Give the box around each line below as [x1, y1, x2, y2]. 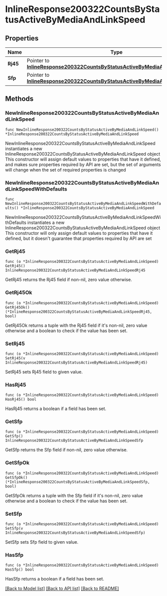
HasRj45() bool [5, 397, 37, 402]
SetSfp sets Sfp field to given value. [5, 539, 79, 545]
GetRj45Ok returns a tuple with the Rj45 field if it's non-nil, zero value [5, 322, 148, 328]
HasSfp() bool [5, 567, 35, 572]
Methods [5, 95, 34, 103]
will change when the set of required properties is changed [5, 167, 126, 173]
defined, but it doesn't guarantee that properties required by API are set [5, 235, 152, 241]
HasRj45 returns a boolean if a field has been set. [5, 405, 107, 412]
